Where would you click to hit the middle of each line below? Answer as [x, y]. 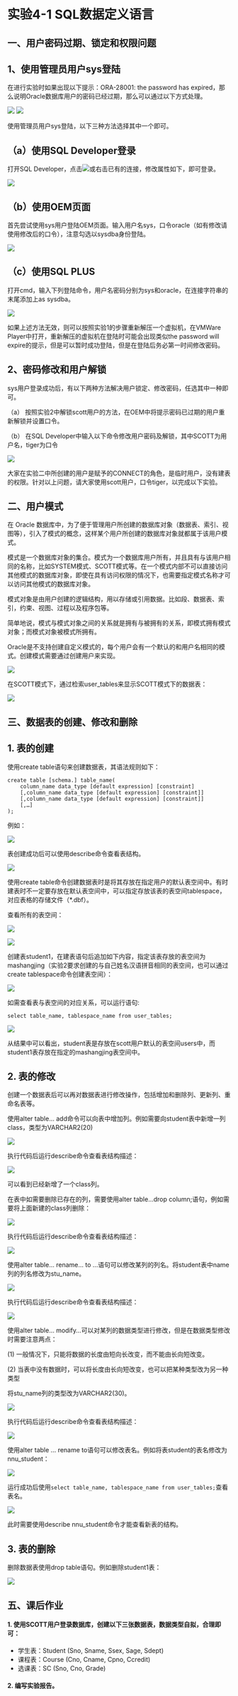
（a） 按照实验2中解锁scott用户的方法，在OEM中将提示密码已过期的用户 [113, 412]
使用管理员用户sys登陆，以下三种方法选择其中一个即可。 [90, 126]
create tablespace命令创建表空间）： [60, 974]
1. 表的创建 [31, 748]
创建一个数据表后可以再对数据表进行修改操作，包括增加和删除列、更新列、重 [119, 1095]
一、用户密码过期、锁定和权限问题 [82, 43]
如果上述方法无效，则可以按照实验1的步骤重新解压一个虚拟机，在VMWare [114, 327]
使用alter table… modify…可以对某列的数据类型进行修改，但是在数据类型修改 [119, 1330]
